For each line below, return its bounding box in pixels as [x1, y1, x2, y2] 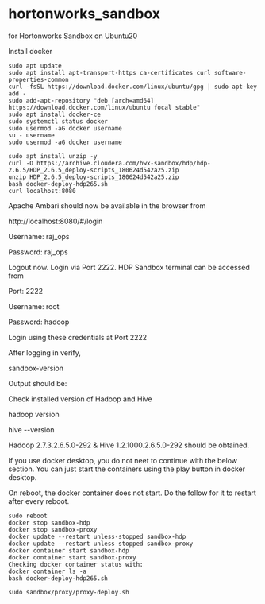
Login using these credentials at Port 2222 [8, 332, 148, 342]
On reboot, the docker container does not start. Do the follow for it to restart [8, 488, 256, 498]
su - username [8, 131, 56, 139]
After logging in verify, [8, 347, 81, 358]
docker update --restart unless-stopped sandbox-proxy [8, 540, 194, 548]
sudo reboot [8, 512, 48, 520]
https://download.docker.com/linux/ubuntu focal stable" [8, 103, 201, 111]
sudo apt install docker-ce [8, 110, 102, 118]
